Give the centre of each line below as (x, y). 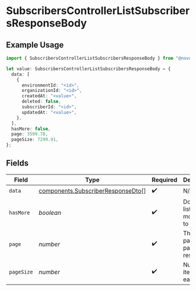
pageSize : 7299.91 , (35, 140)
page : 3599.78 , (30, 134)
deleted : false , (41, 102)
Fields (17, 163)
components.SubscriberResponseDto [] (92, 191)
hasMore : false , (31, 129)
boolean (50, 213)
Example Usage (35, 45)
